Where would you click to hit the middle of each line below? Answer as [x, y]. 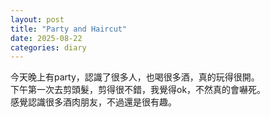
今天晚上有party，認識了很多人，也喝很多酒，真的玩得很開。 [135, 77]
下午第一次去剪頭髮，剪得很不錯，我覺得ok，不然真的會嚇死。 [138, 90]
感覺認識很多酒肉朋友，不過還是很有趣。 [93, 102]
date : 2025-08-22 [46, 38]
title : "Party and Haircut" [69, 29]
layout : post [37, 19]
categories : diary [48, 47]
